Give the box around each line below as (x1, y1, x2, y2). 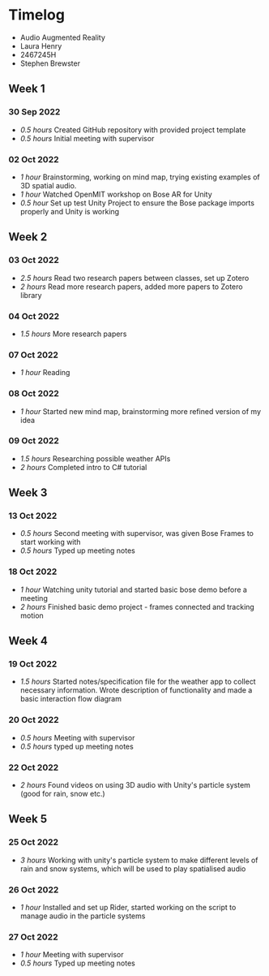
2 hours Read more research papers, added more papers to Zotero (19, 282, 243, 292)
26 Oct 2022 (8, 883, 59, 895)
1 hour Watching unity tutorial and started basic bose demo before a (19, 585, 247, 594)
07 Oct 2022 (8, 349, 59, 361)
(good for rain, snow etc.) (19, 789, 105, 799)
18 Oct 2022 (8, 566, 58, 577)
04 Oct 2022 (8, 310, 60, 322)
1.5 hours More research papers (19, 329, 127, 339)
